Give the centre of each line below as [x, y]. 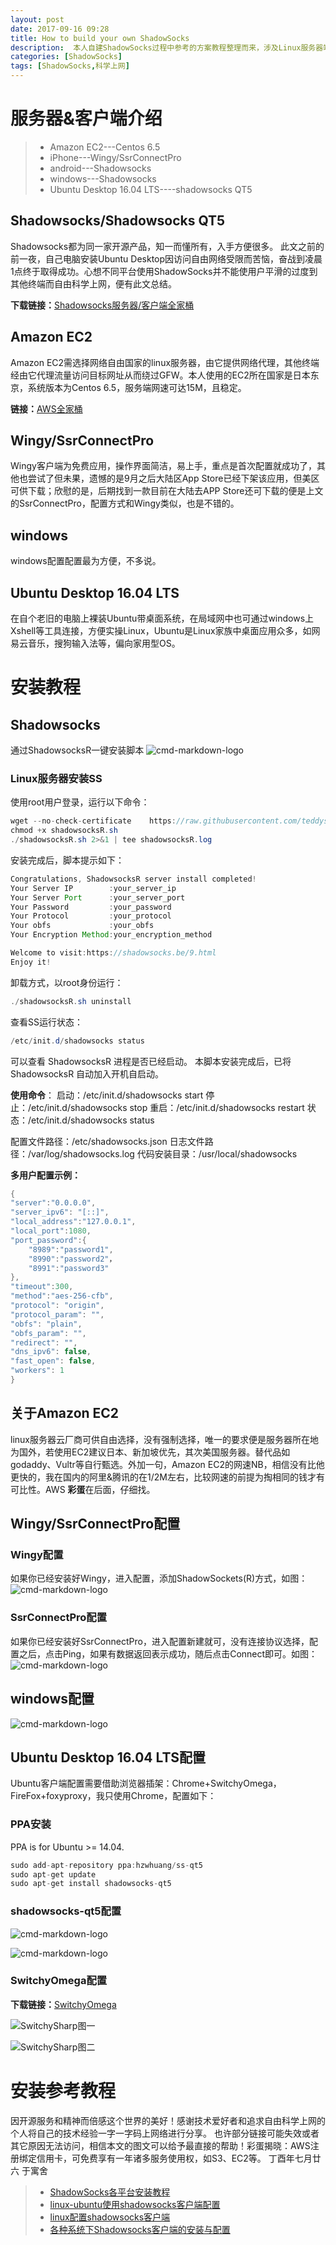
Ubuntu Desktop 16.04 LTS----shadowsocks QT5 [151, 189]
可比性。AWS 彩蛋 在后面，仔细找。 [83, 1489]
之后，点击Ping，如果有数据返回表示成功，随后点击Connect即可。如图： [168, 1653]
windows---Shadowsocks [103, 178]
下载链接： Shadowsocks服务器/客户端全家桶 [102, 305]
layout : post [37, 19]
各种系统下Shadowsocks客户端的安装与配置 [140, 2229]
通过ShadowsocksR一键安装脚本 [77, 750]
